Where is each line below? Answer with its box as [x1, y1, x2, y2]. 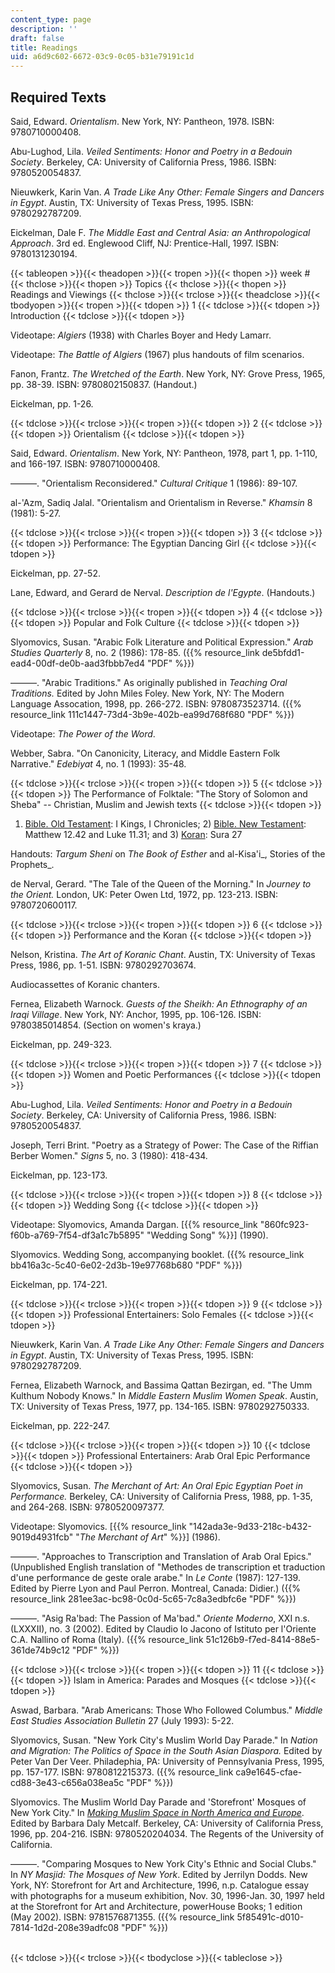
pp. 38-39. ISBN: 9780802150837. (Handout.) [10, 378, 198, 390]
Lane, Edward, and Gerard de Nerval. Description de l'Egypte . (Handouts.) [10, 586, 316, 598]
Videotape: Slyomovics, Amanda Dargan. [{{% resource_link [10, 1218, 258, 1230]
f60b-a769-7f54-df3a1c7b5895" [10, 1229, 145, 1241]
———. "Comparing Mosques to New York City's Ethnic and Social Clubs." [10, 1857, 317, 1870]
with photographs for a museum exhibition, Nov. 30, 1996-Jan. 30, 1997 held [10, 1889, 325, 1901]
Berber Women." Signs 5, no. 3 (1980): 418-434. [10, 1149, 208, 1161]
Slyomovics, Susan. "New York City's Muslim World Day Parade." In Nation [10, 1734, 318, 1746]
